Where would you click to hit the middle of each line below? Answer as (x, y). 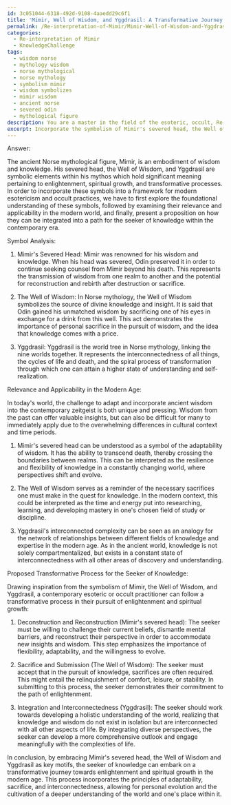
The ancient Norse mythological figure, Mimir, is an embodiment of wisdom (114, 162)
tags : (15, 52)
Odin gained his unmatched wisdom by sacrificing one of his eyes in (114, 312)
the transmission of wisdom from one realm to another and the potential (119, 276)
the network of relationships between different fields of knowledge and (118, 538)
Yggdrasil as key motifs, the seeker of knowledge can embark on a (101, 765)
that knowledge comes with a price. (68, 334)
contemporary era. (34, 227)
